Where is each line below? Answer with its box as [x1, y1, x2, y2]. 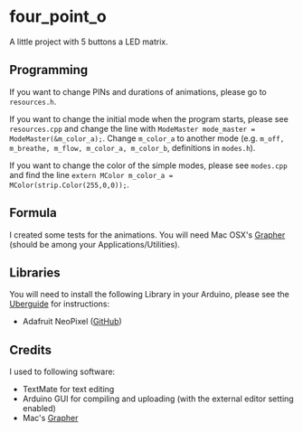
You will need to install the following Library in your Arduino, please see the [9, 289, 289, 300]
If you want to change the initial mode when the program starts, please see [9, 113, 289, 124]
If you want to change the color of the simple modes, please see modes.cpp [9, 160, 288, 171]
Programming [9, 62, 89, 78]
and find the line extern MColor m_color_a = [9, 169, 174, 180]
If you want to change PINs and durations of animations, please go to [9, 86, 267, 97]
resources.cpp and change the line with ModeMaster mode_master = [9, 123, 256, 134]
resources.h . [9, 96, 57, 107]
